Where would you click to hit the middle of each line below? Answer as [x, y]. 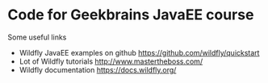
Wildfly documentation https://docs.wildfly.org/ [98, 69]
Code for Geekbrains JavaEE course [131, 15]
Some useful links [37, 37]
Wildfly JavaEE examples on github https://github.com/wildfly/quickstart [139, 52]
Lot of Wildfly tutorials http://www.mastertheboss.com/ [111, 61]
